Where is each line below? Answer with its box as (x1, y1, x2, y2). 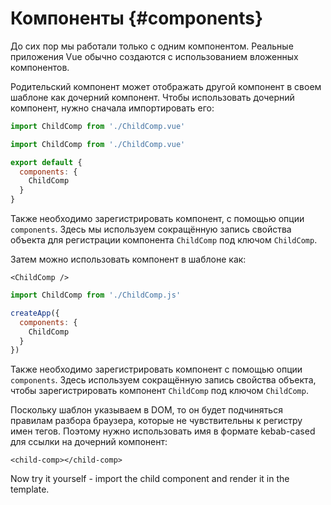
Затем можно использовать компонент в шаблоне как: (10, 253, 247, 266)
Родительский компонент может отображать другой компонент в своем (10, 80, 322, 92)
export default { (10, 157, 83, 167)
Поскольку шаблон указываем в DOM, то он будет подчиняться (10, 404, 283, 416)
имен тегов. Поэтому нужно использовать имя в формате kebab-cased (10, 425, 316, 437)
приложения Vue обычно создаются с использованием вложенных (10, 50, 299, 62)
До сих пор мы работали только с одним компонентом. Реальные (10, 40, 294, 52)
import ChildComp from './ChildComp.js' (10, 290, 182, 301)
